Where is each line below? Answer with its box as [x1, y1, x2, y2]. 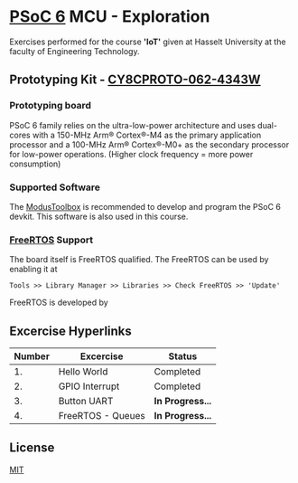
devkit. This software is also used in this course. [9, 211, 189, 222]
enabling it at [9, 264, 58, 275]
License [9, 440, 55, 456]
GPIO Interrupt [58, 380, 120, 393]
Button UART [58, 395, 114, 408]
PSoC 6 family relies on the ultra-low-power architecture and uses [9, 119, 256, 130]
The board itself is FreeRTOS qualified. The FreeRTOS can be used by [9, 254, 269, 265]
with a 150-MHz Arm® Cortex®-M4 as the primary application [32, 129, 262, 140]
